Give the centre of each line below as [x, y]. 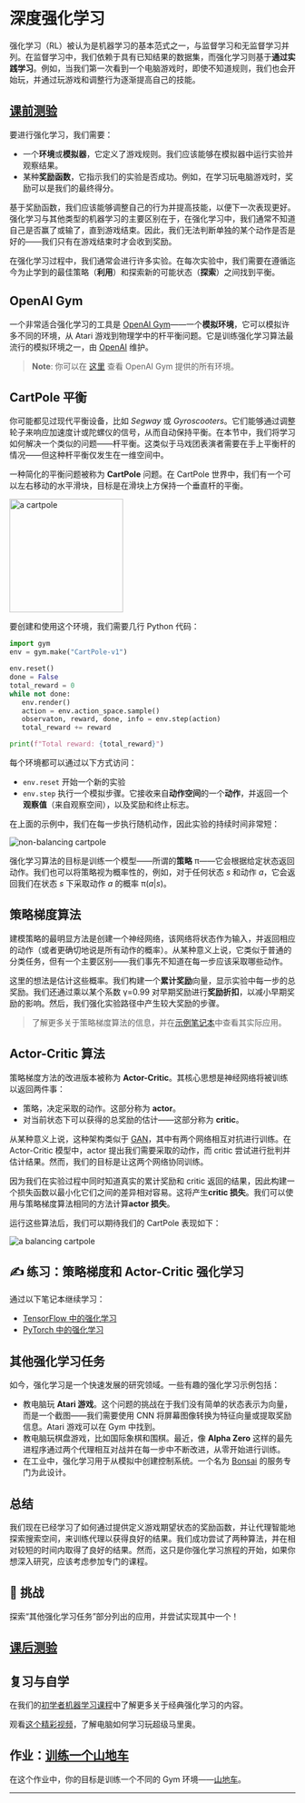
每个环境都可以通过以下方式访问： [73, 763]
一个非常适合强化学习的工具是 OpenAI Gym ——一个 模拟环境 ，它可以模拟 [146, 324]
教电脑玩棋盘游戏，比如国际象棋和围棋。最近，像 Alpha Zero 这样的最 [153, 1438]
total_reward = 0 [42, 685]
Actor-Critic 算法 [58, 1054]
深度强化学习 [58, 19]
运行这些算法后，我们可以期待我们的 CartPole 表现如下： [115, 1223]
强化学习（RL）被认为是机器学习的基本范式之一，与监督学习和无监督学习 [145, 45]
